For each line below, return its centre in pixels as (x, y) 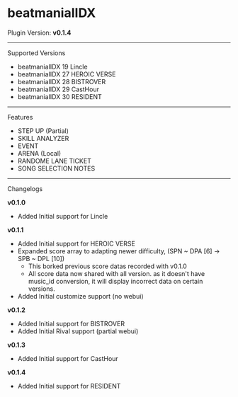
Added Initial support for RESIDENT (69, 386)
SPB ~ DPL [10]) (41, 258)
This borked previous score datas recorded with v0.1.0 (107, 266)
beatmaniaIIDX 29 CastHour (58, 89)
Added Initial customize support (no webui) (80, 296)
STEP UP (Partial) (43, 131)
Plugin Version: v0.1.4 (39, 33)
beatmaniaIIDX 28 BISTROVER (62, 81)
